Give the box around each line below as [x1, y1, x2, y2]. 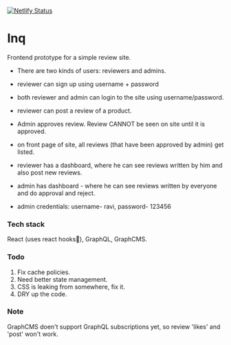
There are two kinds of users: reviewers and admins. [16, 66, 166, 75]
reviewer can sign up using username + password [16, 80, 159, 88]
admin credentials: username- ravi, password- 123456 [16, 202, 172, 210]
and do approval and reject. [16, 189, 96, 197]
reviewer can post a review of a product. [16, 107, 132, 115]
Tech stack [7, 219, 45, 229]
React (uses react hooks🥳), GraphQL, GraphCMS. [7, 235, 148, 243]
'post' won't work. [7, 330, 58, 338]
